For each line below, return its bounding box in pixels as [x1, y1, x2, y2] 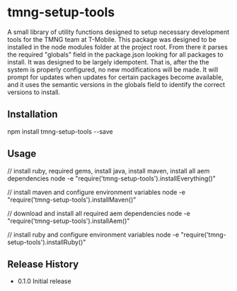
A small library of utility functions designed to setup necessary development [7, 28, 230, 36]
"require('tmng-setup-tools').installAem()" [7, 217, 130, 225]
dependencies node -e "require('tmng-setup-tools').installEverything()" [7, 174, 216, 183]
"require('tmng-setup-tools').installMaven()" [7, 195, 137, 204]
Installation [7, 108, 58, 120]
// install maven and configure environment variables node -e [7, 188, 186, 196]
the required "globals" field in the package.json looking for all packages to [7, 50, 224, 59]
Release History [7, 258, 79, 270]
